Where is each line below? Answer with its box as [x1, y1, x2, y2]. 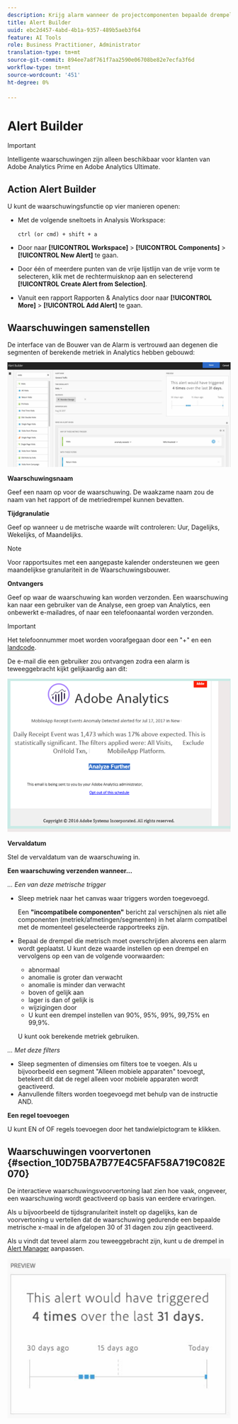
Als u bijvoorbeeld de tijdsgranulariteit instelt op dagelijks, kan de [7, 1208, 198, 1217]
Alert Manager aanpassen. [7, 1244, 85, 1253]
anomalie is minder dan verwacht [28, 981, 125, 989]
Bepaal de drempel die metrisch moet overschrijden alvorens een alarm [17, 937, 227, 945]
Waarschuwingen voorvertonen [7, 1146, 151, 1158]
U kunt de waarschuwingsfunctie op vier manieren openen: [7, 202, 181, 211]
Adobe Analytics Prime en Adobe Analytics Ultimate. [7, 163, 161, 171]
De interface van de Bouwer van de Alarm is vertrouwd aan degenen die [7, 340, 218, 349]
